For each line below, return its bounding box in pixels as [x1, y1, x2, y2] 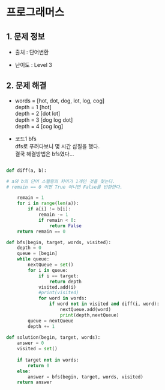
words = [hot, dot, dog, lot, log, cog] [14, 97, 105, 104]
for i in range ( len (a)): [17, 200, 79, 207]
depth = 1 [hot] [14, 103, 52, 110]
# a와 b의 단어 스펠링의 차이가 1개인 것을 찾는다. [6, 178, 115, 184]
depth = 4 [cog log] [14, 122, 64, 130]
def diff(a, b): [6, 167, 47, 174]
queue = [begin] [17, 251, 58, 257]
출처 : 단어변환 [14, 49, 49, 55]
